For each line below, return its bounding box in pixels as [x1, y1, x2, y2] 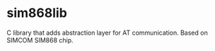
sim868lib [6, 5, 68, 21]
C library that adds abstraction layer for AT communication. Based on [6, 28, 208, 37]
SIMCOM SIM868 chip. [6, 35, 74, 44]
